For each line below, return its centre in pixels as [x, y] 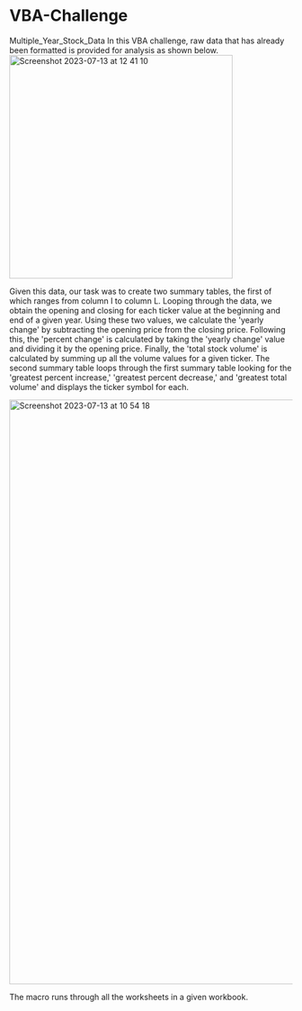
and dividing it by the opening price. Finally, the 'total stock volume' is [138, 349]
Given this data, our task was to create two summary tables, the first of [141, 291]
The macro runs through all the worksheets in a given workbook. [129, 997]
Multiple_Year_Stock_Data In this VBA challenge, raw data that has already [147, 41]
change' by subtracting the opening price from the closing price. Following [147, 329]
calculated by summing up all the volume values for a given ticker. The [140, 358]
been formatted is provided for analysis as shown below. [114, 50]
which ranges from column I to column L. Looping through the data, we [141, 301]
